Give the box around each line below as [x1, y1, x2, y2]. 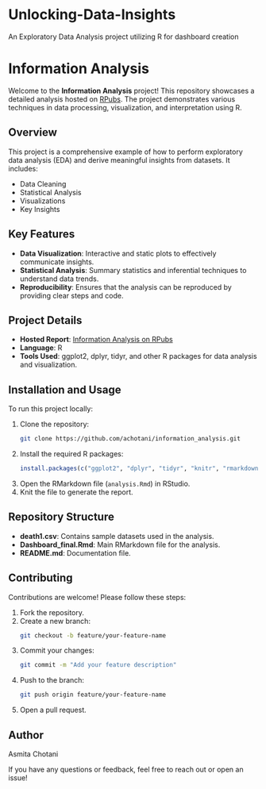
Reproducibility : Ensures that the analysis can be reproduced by [19, 282, 232, 291]
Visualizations [19, 196, 66, 206]
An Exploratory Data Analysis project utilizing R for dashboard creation [8, 32, 239, 41]
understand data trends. [19, 274, 99, 283]
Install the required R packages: [19, 449, 124, 458]
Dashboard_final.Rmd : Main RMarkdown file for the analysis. [19, 540, 221, 549]
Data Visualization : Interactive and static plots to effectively [19, 248, 217, 258]
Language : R [19, 343, 63, 352]
